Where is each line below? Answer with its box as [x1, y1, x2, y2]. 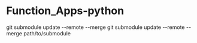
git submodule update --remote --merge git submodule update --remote [6, 24, 185, 31]
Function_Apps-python [6, 4, 125, 18]
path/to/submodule [23, 29, 71, 37]
